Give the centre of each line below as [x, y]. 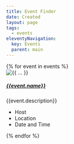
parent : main [27, 50]
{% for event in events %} [37, 66]
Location [25, 118]
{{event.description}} [32, 101]
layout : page [22, 22]
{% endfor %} [23, 136]
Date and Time [32, 124]
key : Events [26, 44]
